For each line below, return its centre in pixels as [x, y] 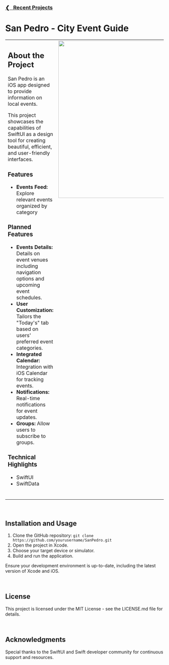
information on [25, 98]
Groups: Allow [33, 424]
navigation [29, 273]
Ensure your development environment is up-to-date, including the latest [80, 565]
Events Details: [34, 247]
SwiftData [28, 484]
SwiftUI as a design [31, 134]
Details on [28, 253]
